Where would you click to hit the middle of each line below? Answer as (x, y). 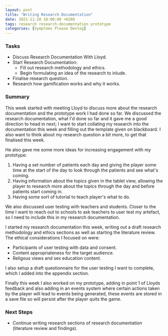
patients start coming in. (37, 191)
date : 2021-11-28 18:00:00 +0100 (40, 19)
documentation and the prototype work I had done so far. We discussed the (83, 113)
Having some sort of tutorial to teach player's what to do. (71, 197)
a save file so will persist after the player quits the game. (63, 299)
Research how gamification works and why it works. (66, 84)
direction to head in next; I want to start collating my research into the (77, 124)
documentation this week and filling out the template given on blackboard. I (83, 129)
